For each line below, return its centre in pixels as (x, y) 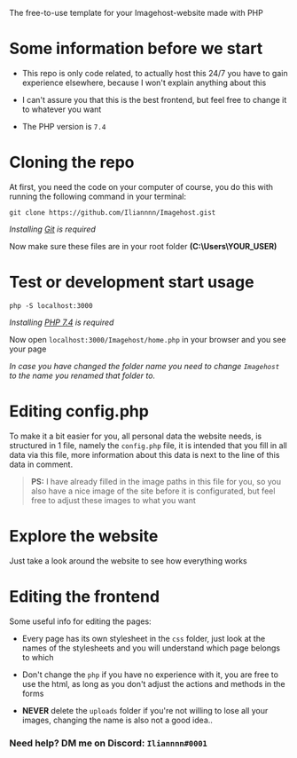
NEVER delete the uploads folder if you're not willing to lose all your (145, 710)
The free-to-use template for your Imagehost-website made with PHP (136, 13)
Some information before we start (136, 49)
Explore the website (84, 536)
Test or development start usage (132, 282)
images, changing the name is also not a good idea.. (117, 720)
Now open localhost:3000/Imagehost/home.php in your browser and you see (148, 339)
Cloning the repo (72, 162)
